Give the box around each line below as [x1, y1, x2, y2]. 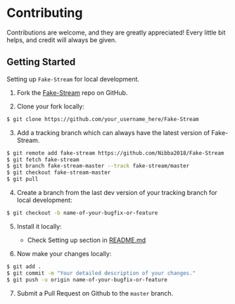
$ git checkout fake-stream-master [6, 169, 111, 177]
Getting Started [6, 56, 76, 68]
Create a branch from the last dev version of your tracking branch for [16, 189, 217, 196]
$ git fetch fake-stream [6, 156, 80, 163]
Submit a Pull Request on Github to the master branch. [16, 289, 174, 297]
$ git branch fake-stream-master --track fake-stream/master [6, 163, 190, 170]
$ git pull [6, 176, 39, 183]
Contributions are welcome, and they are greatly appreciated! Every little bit [6, 28, 226, 37]
